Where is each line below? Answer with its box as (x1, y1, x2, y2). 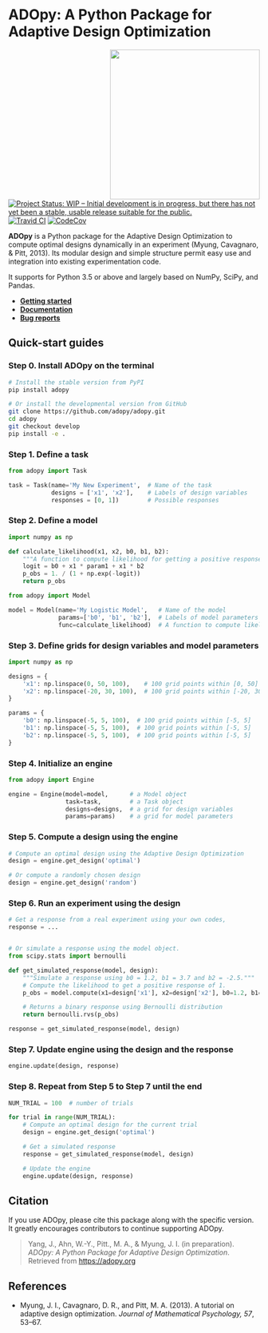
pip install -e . (8, 430, 66, 438)
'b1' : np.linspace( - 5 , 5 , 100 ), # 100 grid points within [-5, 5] (22, 724, 251, 732)
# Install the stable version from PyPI (8, 378, 145, 387)
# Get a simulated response (22, 1143, 116, 1151)
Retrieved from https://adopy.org (27, 1256, 136, 1266)
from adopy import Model (8, 592, 91, 600)
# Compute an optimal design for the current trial (22, 1121, 198, 1129)
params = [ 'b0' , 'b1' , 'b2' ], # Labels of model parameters (58, 613, 259, 621)
